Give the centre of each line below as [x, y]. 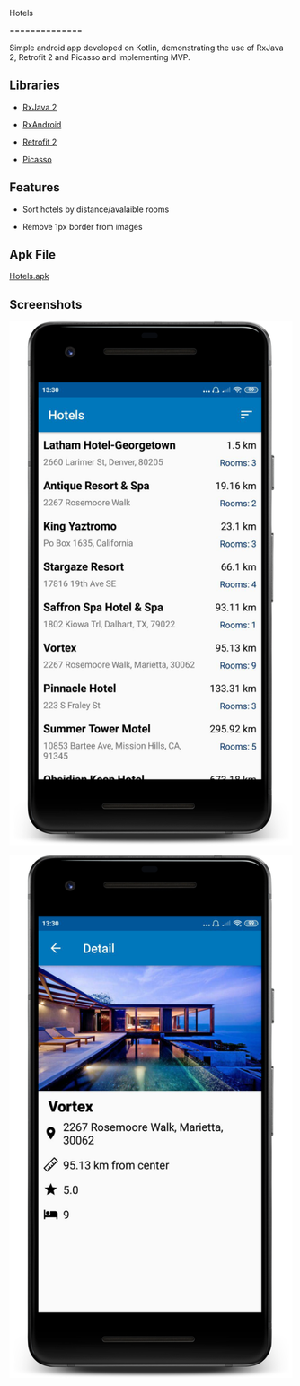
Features [35, 188]
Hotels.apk [29, 276]
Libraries [35, 86]
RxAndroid [42, 124]
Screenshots [46, 304]
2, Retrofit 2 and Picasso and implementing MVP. [100, 57]
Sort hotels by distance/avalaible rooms [96, 209]
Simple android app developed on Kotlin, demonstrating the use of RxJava [147, 48]
